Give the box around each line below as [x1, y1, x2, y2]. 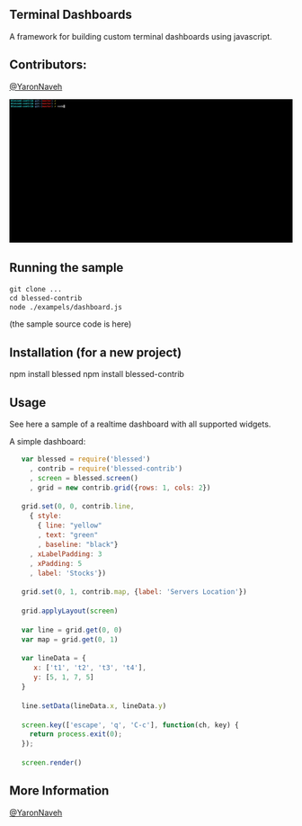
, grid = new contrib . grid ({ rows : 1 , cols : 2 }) [29, 483, 211, 492]
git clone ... [9, 285, 63, 294]
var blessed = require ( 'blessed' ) [21, 454, 151, 464]
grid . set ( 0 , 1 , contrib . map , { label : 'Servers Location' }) [21, 588, 247, 597]
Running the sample [9, 260, 124, 275]
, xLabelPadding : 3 [29, 549, 102, 559]
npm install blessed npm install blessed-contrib [9, 369, 184, 380]
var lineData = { [21, 654, 87, 663]
